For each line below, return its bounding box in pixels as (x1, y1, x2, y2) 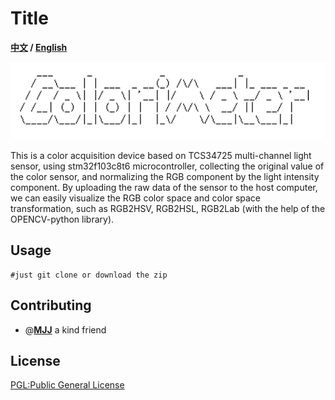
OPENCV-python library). (10, 213, 115, 226)
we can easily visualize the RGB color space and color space (10, 192, 262, 204)
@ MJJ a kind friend (24, 323, 107, 336)
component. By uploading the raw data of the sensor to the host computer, (10, 182, 318, 194)
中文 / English (10, 41, 68, 53)
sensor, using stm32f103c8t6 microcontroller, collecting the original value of (10, 160, 325, 172)
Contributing (10, 297, 92, 314)
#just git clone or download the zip (10, 270, 168, 280)
